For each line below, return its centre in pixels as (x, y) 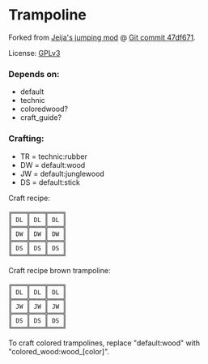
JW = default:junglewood (62, 173)
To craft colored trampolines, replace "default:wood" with (104, 343)
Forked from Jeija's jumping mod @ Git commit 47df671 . (102, 37)
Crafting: (26, 139)
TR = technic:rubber (53, 156)
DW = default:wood (53, 165)
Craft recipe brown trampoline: (59, 270)
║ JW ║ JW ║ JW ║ (38, 306)
